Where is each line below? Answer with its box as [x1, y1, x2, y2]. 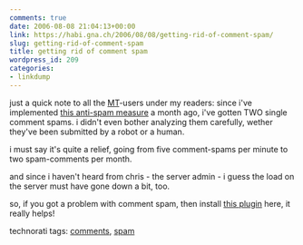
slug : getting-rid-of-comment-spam [9, 38, 144, 48]
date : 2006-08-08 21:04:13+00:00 [9, 22, 136, 31]
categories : [9, 64, 54, 73]
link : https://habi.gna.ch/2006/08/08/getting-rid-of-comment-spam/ [9, 30, 274, 39]
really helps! [9, 208, 55, 219]
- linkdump [9, 73, 51, 82]
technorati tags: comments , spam [9, 225, 135, 236]
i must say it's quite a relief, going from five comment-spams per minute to [9, 143, 288, 154]
